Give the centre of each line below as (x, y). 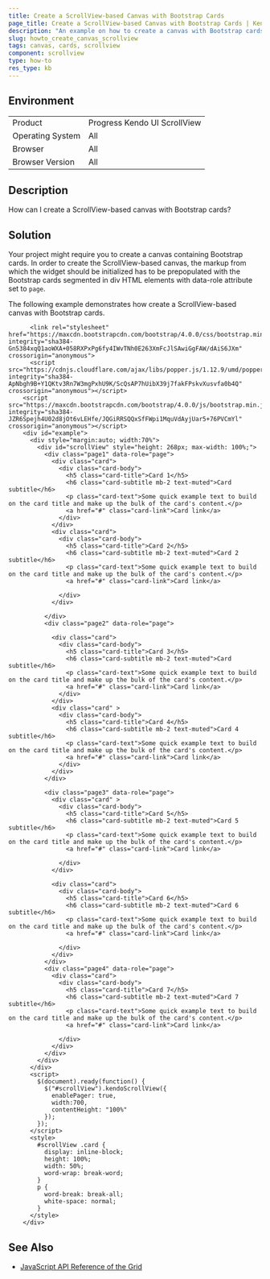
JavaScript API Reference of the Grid (81, 1267)
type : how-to (30, 61)
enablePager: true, (84, 1096)
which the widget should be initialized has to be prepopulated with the (125, 271)
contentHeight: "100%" (89, 1110)
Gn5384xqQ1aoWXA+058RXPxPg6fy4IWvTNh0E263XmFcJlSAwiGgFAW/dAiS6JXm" (125, 349)
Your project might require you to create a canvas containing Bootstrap (126, 255)
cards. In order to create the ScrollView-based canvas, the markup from (127, 263)
